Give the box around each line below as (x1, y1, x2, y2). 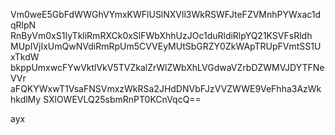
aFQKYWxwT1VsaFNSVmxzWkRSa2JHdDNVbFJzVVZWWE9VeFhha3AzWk (10, 83, 322, 94)
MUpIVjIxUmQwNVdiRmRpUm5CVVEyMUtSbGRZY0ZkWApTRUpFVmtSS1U (10, 40, 322, 52)
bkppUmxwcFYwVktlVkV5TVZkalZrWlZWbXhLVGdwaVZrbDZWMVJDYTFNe (10, 62, 325, 73)
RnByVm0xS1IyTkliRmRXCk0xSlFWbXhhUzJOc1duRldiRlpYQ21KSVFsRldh (10, 30, 313, 41)
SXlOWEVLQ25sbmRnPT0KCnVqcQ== (43, 94, 202, 105)
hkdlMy (10, 94, 42, 105)
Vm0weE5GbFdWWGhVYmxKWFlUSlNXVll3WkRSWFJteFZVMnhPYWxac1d (10, 9, 322, 20)
